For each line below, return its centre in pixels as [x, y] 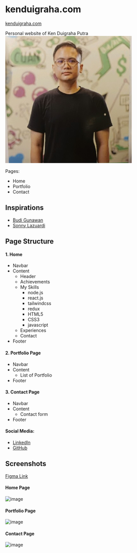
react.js [35, 298]
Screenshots [26, 464]
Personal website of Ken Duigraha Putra [47, 33]
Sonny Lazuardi [29, 225]
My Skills [30, 287]
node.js [35, 293]
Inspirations [25, 208]
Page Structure [30, 242]
